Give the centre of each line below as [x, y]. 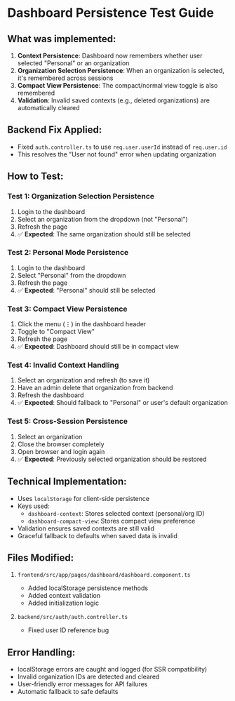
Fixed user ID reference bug [68, 630]
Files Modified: [41, 558]
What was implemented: [62, 39]
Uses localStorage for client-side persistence [83, 498]
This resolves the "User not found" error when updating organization [117, 154]
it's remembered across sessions [65, 78]
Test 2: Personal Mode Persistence [68, 253]
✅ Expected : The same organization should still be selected [104, 234]
